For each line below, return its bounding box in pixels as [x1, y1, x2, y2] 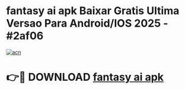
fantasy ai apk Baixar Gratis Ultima [6, 4, 180, 18]
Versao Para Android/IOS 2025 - [6, 17, 168, 30]
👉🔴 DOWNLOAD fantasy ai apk [6, 71, 164, 84]
